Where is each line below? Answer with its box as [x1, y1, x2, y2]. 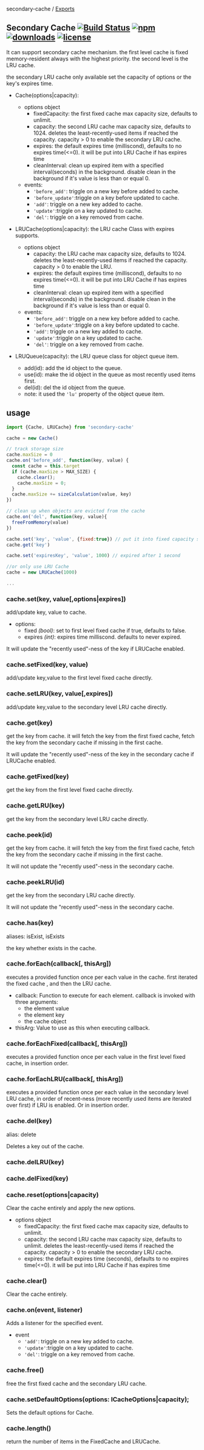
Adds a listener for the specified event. [6, 1320, 103, 1327]
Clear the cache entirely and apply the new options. [6, 1204, 135, 1212]
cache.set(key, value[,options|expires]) [6, 594, 126, 603]
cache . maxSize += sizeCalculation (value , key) [12, 491, 132, 497]
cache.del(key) [6, 1117, 52, 1125]
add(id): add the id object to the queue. [24, 364, 123, 371]
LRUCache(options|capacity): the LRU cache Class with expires [15, 225, 175, 232]
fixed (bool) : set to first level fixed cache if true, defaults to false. [24, 627, 186, 634]
